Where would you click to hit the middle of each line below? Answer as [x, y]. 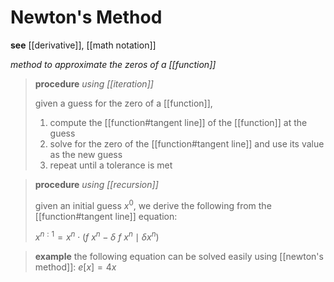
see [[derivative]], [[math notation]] [83, 45]
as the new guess [86, 154]
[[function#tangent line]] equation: [106, 216]
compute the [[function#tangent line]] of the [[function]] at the [178, 122]
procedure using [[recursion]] [96, 184]
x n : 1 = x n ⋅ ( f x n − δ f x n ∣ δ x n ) [97, 236]
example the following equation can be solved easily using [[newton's [179, 257]
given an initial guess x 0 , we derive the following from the [153, 204]
